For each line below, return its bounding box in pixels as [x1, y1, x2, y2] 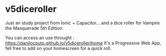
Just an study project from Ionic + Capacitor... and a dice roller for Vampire [5, 20, 160, 26]
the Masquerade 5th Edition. [5, 25, 64, 31]
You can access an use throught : [5, 35, 74, 41]
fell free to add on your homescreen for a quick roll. [5, 45, 112, 51]
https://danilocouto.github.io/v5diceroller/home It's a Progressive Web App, [5, 40, 161, 46]
